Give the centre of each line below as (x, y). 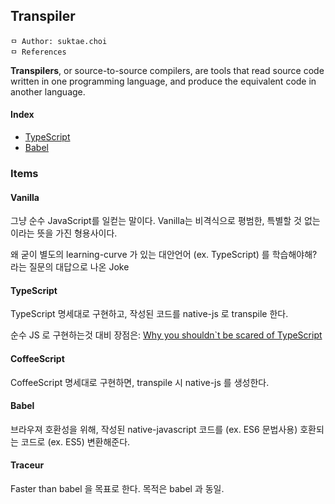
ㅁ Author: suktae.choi (59, 41)
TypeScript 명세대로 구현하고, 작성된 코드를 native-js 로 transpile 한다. (149, 314)
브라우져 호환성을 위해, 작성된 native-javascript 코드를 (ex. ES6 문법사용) (154, 429)
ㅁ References (38, 52)
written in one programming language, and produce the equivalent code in (163, 81)
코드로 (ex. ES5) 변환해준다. (75, 441)
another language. (48, 91)
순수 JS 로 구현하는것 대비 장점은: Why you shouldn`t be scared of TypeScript (166, 335)
